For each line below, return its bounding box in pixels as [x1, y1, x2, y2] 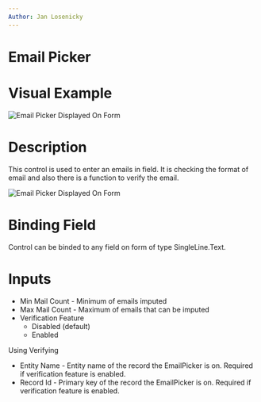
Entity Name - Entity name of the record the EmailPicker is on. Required [19, 361, 254, 370]
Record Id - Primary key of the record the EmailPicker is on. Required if [19, 377, 251, 387]
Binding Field [8, 216, 97, 234]
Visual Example [8, 84, 113, 102]
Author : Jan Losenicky [8, 13, 83, 21]
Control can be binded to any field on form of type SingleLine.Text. [8, 242, 226, 251]
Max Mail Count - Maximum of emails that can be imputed [19, 304, 210, 314]
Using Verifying [8, 345, 59, 354]
